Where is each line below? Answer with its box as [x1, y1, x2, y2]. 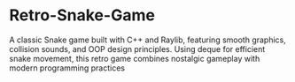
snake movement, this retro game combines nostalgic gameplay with [9, 53, 260, 63]
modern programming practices [9, 63, 126, 73]
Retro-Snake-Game [9, 5, 155, 26]
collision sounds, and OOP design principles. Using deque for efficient [9, 43, 266, 54]
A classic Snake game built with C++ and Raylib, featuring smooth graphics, [9, 34, 286, 45]
